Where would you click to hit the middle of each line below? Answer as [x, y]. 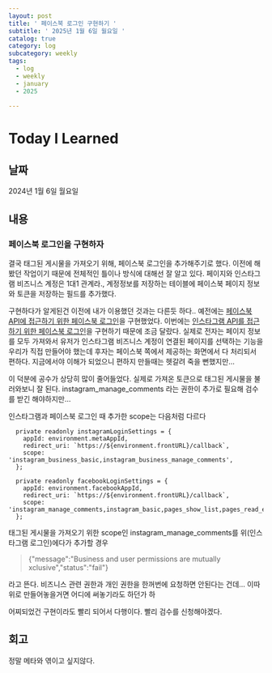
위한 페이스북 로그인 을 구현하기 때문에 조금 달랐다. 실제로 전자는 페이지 [134, 331]
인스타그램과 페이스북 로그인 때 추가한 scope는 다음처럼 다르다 [107, 416]
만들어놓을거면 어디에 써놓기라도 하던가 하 [89, 594]
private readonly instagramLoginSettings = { [94, 432]
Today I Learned [64, 138]
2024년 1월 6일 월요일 [44, 191]
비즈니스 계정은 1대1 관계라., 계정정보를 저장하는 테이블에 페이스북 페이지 [131, 283]
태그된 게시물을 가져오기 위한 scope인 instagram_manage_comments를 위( [129, 533]
